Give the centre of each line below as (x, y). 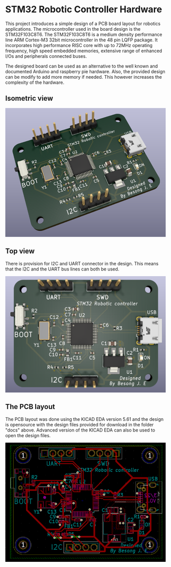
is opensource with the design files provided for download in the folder (80, 424)
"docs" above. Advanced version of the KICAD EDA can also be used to (80, 430)
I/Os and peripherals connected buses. (46, 56)
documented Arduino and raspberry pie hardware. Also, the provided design (85, 71)
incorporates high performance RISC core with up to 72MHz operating (79, 45)
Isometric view (29, 98)
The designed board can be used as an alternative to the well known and (82, 66)
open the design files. (28, 435)
